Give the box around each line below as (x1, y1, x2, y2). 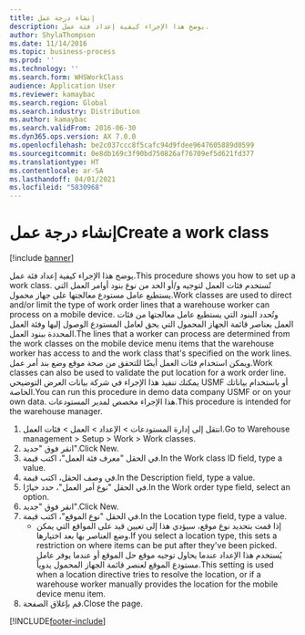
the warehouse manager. (9, 406, 103, 417)
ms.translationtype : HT (9, 157, 100, 167)
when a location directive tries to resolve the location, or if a (36, 569, 261, 580)
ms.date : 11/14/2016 (9, 38, 88, 48)
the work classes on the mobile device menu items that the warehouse (9, 338, 275, 349)
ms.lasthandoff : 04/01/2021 (9, 174, 117, 183)
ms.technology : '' (9, 65, 79, 74)
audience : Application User (9, 81, 117, 90)
